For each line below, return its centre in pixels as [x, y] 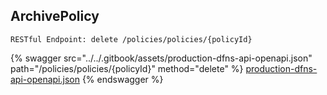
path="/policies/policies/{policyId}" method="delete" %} [127, 68]
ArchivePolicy [55, 16]
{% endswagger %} [122, 79]
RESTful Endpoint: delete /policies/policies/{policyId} [131, 39]
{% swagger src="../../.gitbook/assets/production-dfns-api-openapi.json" [161, 58]
